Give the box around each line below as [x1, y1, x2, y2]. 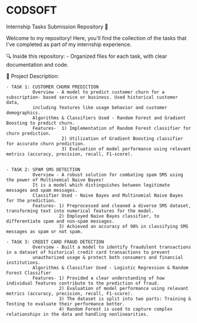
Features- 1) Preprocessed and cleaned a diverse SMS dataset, [32, 203, 192, 208]
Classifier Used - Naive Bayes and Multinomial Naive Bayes [32, 193, 183, 198]
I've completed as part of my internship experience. [6, 41, 132, 48]
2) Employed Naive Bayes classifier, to [58, 213, 160, 219]
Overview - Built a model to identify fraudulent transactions [32, 244, 192, 250]
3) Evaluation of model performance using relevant [61, 146, 192, 152]
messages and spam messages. [6, 187, 78, 193]
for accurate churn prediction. [6, 141, 86, 146]
